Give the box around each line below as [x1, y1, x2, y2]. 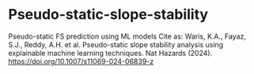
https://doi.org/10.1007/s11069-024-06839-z [8, 57, 154, 66]
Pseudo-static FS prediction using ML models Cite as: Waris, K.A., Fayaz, [8, 31, 247, 41]
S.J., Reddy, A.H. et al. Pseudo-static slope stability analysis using [8, 39, 224, 49]
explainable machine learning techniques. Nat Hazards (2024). [8, 48, 213, 57]
